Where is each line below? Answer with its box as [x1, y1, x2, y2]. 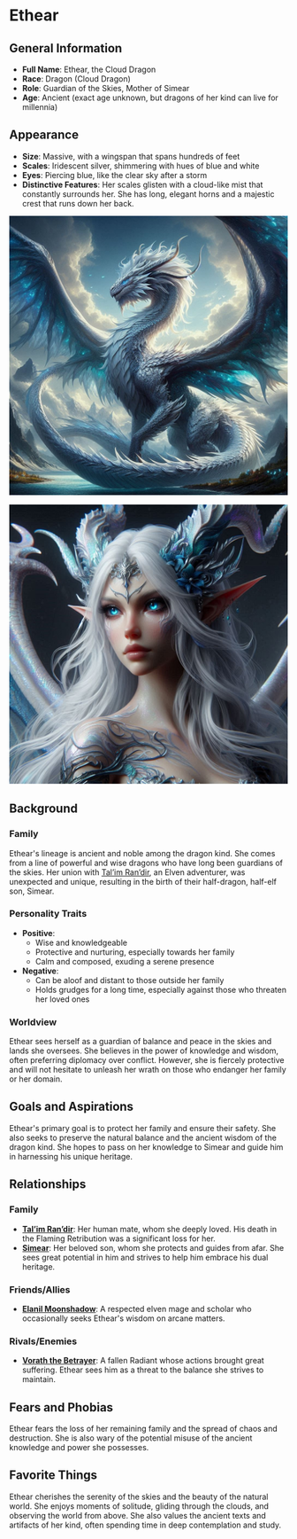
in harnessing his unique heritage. [9, 1151, 133, 1161]
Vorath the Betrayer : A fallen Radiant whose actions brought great [21, 1355, 265, 1366]
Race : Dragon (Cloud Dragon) [21, 74, 131, 84]
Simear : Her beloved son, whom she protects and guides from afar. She [21, 1242, 285, 1253]
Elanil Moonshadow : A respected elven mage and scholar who [21, 1303, 252, 1314]
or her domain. [9, 1074, 64, 1084]
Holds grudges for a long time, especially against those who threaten [34, 984, 287, 995]
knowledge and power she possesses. [9, 1442, 149, 1452]
